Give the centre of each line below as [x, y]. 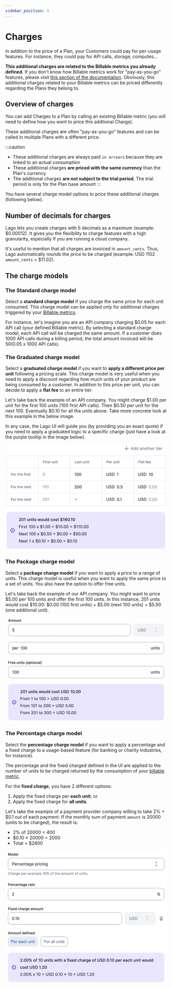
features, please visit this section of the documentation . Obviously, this [80, 77]
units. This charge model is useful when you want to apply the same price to [86, 578]
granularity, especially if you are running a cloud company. [67, 239]
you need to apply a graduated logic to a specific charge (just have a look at [85, 432]
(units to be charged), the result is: [42, 822]
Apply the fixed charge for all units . [50, 801]
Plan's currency [29, 173]
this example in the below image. [40, 416]
